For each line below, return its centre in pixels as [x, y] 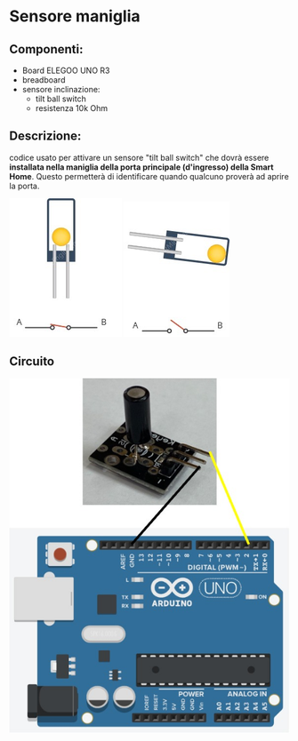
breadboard [44, 80]
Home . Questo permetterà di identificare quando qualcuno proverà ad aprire [149, 176]
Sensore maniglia [75, 16]
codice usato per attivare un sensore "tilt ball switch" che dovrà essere [139, 157]
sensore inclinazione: [61, 89]
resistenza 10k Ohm [72, 108]
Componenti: [46, 49]
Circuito [32, 362]
